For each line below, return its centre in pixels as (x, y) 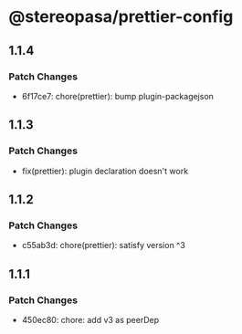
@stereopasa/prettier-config (121, 17)
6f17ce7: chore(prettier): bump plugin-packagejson (117, 96)
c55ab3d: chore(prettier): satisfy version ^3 (104, 245)
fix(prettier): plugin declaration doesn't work (105, 171)
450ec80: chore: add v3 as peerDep (90, 319)
